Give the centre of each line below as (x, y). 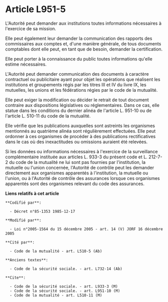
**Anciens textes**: (27, 260)
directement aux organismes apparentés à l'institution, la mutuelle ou (77, 173)
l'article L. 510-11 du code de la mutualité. (48, 116)
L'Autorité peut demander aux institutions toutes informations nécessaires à (83, 23)
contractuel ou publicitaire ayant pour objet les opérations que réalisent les (83, 79)
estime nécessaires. (26, 64)
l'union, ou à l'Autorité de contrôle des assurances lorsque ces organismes (82, 178)
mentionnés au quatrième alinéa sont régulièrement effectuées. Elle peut (80, 131)
